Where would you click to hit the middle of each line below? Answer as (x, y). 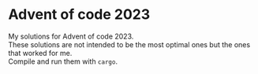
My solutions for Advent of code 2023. (71, 36)
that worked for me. (40, 53)
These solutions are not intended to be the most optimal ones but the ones (129, 44)
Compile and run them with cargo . (63, 61)
